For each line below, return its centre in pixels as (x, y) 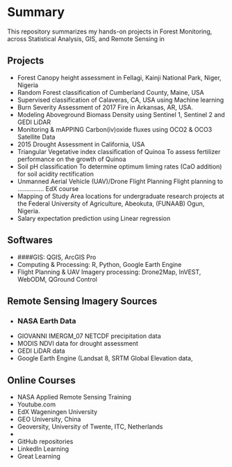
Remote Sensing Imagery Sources (82, 301)
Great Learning (39, 457)
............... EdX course (48, 188)
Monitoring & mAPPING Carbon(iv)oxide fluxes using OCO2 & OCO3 (115, 129)
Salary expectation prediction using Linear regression (94, 218)
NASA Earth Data (47, 321)
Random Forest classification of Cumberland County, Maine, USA (110, 92)
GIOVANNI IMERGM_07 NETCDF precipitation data (89, 336)
